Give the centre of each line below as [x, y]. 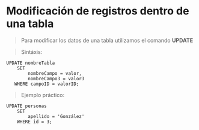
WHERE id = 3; [35, 122]
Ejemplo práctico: [43, 95]
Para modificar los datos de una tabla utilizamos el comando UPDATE [107, 40]
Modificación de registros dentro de [98, 11]
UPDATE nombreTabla [31, 63]
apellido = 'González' [56, 116]
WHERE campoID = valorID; [47, 84]
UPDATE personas [26, 106]
